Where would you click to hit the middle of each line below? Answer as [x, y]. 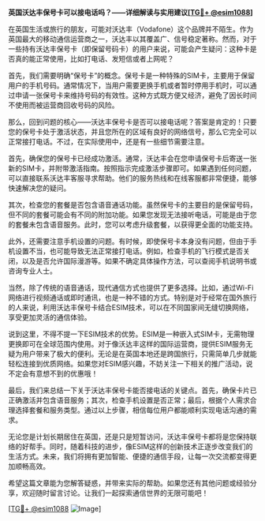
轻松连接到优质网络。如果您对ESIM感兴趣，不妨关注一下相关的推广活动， [127, 364]
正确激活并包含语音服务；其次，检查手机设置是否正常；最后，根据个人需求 [129, 400]
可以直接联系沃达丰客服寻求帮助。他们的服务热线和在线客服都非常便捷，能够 [132, 178]
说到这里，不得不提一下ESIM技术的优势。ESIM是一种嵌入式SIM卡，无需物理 [131, 334]
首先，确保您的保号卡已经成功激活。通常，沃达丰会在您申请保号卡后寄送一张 [132, 158]
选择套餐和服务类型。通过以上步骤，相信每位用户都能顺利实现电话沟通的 [132, 410]
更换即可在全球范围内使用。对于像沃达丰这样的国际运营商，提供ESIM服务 [127, 344]
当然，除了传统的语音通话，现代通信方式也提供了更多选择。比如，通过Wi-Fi [131, 288]
